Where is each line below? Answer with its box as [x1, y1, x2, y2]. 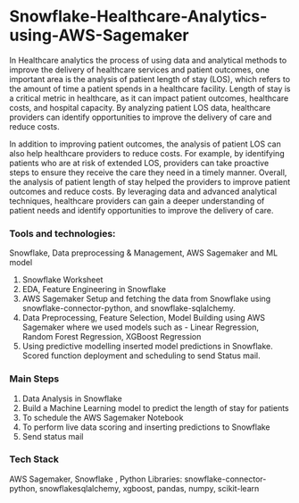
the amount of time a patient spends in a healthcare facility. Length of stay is [9, 83, 291, 94]
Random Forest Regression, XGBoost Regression [21, 331, 202, 342]
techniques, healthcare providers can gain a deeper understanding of [9, 195, 265, 206]
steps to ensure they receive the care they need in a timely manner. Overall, [9, 167, 287, 178]
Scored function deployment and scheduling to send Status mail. [21, 350, 261, 361]
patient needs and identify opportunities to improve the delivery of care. [9, 205, 274, 215]
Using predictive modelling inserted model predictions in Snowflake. [21, 341, 274, 352]
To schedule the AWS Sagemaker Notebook [21, 412, 184, 423]
